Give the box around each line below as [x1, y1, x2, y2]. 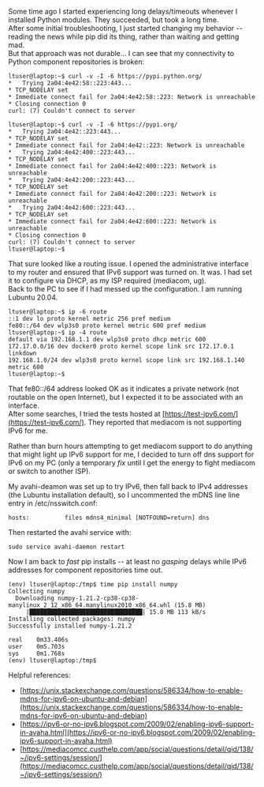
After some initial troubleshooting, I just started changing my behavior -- [8, 24, 243, 32]
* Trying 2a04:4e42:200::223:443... [8, 176, 136, 184]
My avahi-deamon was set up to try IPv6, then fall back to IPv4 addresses [8, 482, 248, 491]
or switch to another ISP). [8, 466, 91, 476]
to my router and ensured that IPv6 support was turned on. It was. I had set [8, 268, 252, 277]
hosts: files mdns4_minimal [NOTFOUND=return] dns [8, 514, 210, 522]
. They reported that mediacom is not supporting [84, 418, 242, 427]
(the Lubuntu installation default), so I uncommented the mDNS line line [8, 490, 240, 499]
